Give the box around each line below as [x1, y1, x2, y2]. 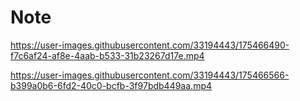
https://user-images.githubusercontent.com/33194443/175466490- [10, 39, 290, 51]
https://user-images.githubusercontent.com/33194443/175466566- [10, 69, 290, 81]
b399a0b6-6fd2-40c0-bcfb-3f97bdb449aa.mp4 [10, 79, 213, 91]
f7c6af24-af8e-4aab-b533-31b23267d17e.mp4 [10, 49, 205, 61]
